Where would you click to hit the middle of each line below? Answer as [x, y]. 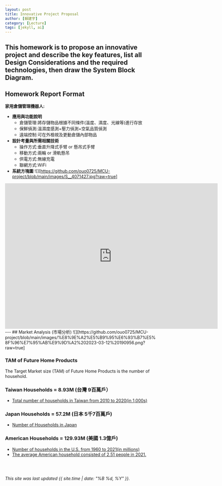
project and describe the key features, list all [74, 55]
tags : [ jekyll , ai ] [25, 28]
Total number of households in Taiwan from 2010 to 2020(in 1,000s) [80, 400]
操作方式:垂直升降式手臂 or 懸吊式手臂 [57, 147]
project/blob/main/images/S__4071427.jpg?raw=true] [65, 177]
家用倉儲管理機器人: [25, 106]
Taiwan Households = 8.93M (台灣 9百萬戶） [58, 389]
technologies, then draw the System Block [70, 70]
